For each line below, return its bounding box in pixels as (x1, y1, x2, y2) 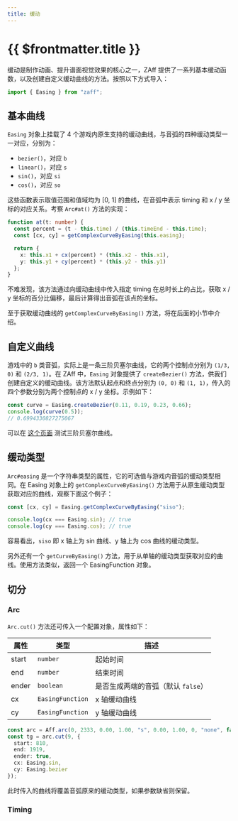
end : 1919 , (13, 746, 46, 754)
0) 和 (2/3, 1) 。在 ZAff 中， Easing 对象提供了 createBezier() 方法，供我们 (7, 370, 227, 379)
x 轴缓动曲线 (95, 694, 137, 704)
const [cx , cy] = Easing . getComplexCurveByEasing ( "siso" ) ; (7, 504, 186, 511)
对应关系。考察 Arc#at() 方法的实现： (19, 205, 130, 213)
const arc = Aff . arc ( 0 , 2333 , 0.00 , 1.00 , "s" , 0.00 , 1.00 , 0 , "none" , (7, 726, 224, 734)
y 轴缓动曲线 (95, 707, 137, 717)
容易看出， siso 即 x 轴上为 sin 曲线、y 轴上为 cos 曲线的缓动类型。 (7, 537, 203, 545)
